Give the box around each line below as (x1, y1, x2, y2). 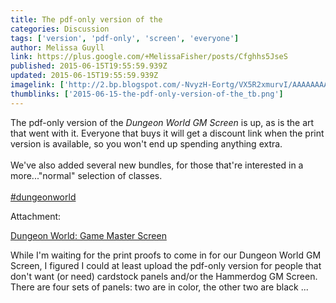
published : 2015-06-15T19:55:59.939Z (10, 61, 168, 71)
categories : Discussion (10, 24, 110, 34)
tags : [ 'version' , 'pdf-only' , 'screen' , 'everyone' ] (10, 33, 240, 43)
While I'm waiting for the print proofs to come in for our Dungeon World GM (10, 249, 322, 261)
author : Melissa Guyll (10, 42, 105, 53)
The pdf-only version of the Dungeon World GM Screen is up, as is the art (10, 116, 315, 128)
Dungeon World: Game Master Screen (10, 229, 167, 241)
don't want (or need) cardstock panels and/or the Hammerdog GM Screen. (10, 270, 318, 282)
